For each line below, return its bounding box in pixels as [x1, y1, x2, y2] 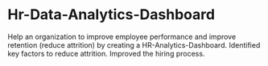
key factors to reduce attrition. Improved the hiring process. [7, 49, 205, 58]
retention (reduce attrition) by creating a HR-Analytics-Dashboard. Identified [7, 40, 261, 49]
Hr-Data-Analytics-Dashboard [7, 6, 215, 24]
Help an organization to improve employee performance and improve [7, 32, 237, 41]
